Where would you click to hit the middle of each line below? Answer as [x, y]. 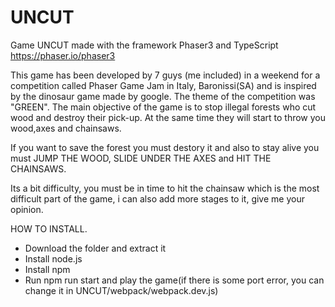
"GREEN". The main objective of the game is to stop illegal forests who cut [163, 107]
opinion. [27, 209]
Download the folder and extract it [95, 248]
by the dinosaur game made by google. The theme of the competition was [163, 96]
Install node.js [53, 258]
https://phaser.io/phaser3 [63, 55]
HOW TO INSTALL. [49, 228]
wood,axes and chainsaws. [66, 128]
